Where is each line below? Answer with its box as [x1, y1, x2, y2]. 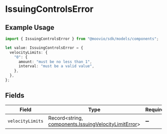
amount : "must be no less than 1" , [18, 59, 92, 64]
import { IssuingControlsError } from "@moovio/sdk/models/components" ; [5, 36, 159, 41]
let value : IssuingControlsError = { [5, 45, 83, 50]
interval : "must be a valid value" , [18, 64, 94, 69]
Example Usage [5, 23, 55, 32]
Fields [5, 91, 25, 100]
